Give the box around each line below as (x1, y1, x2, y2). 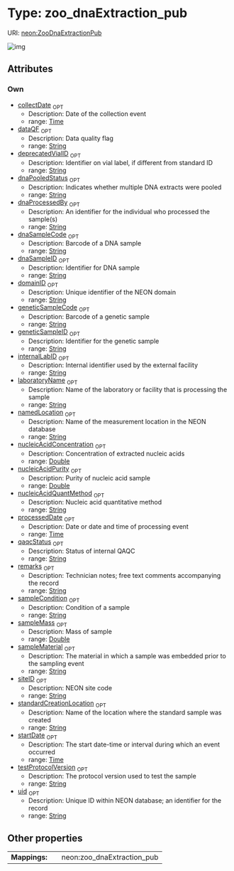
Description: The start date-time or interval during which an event (28, 740, 221, 749)
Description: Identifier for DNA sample (28, 263, 140, 272)
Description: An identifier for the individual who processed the (28, 207, 211, 216)
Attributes (7, 63, 53, 75)
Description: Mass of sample (28, 628, 112, 636)
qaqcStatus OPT (17, 537, 64, 547)
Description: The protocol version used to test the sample (28, 772, 196, 781)
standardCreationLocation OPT (17, 699, 106, 709)
